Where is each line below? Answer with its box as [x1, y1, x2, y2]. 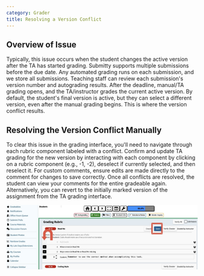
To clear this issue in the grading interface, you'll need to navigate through [6, 141, 192, 148]
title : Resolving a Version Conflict [6, 16, 102, 22]
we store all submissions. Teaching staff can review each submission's [6, 75, 183, 82]
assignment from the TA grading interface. [6, 193, 112, 200]
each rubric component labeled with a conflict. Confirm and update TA [6, 148, 183, 155]
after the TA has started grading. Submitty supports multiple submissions [6, 62, 189, 69]
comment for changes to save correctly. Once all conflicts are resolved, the [6, 173, 195, 181]
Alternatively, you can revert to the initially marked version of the [6, 186, 168, 194]
